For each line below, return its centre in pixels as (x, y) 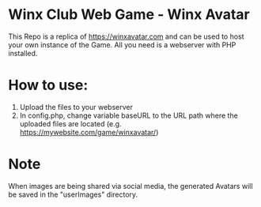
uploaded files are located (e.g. (70, 123)
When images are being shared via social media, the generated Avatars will (130, 186)
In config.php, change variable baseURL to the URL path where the (129, 115)
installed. (23, 53)
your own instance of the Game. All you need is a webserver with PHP (122, 44)
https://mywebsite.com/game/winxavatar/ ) (89, 132)
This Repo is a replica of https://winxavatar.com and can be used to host (126, 36)
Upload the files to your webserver (76, 107)
